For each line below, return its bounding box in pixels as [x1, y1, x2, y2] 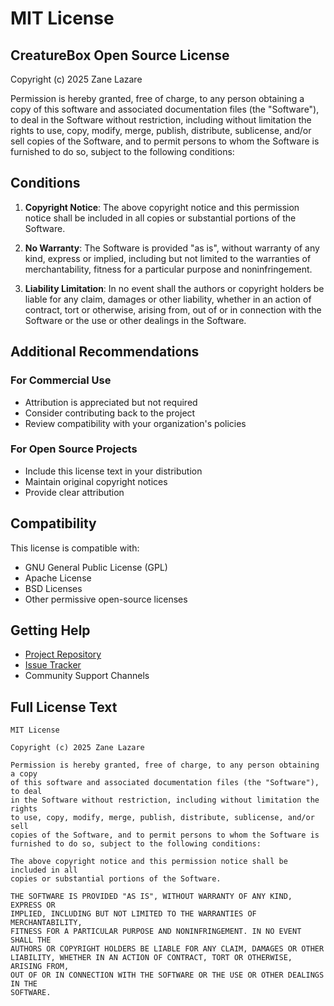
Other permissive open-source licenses [24, 593, 188, 605]
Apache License [24, 572, 92, 584]
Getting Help [10, 622, 91, 639]
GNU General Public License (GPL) [24, 561, 168, 573]
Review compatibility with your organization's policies [24, 417, 247, 429]
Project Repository [24, 648, 102, 661]
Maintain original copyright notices [24, 475, 168, 487]
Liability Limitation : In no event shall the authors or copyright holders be [24, 282, 325, 294]
